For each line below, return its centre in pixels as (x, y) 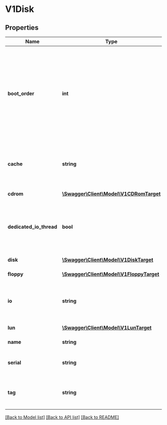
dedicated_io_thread (33, 227)
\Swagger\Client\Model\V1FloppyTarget (111, 274)
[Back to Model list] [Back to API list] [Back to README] (62, 417)
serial (14, 362)
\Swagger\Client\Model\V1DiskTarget (108, 260)
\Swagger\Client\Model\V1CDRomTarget (111, 194)
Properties (22, 28)
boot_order (21, 93)
